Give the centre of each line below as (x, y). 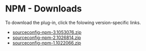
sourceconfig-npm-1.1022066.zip (47, 42)
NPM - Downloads (43, 9)
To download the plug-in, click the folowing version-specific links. (73, 22)
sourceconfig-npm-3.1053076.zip (47, 32)
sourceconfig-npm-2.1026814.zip (47, 37)
